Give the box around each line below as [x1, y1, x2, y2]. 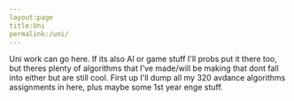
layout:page [9, 12, 53, 22]
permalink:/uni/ [9, 29, 69, 38]
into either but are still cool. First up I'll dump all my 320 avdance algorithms [9, 73, 286, 83]
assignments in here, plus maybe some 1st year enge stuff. [9, 82, 223, 93]
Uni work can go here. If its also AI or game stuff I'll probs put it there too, [9, 54, 277, 65]
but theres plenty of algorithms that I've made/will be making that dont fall [9, 63, 279, 74]
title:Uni [9, 21, 46, 30]
